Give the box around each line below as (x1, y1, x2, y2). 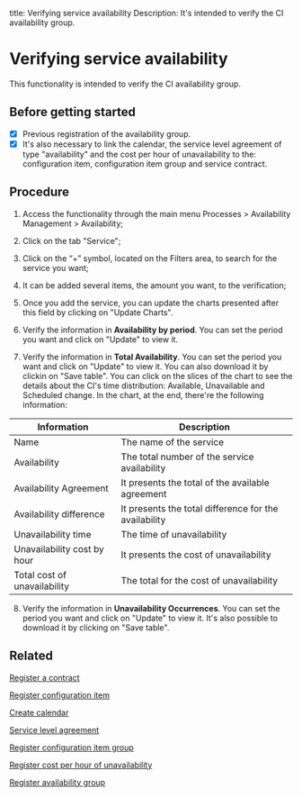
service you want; (22, 262, 89, 273)
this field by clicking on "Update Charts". (22, 306, 173, 318)
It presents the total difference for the (120, 502, 279, 514)
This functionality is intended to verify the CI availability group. (9, 78, 241, 89)
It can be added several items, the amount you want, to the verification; (22, 279, 287, 291)
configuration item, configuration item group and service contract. (22, 158, 268, 169)
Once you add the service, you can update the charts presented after (22, 297, 280, 308)
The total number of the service (120, 450, 254, 463)
